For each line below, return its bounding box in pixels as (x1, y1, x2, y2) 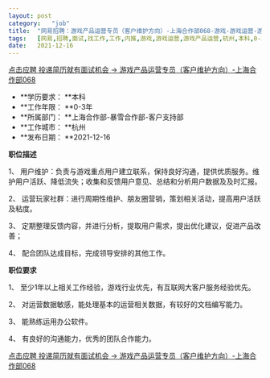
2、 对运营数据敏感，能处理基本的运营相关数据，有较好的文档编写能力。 (8, 300, 247, 309)
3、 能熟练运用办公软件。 (8, 317, 92, 326)
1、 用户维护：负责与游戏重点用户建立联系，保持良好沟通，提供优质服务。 (8, 167, 253, 177)
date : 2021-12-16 (8, 42, 74, 50)
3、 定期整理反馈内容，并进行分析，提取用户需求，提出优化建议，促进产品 (8, 221, 255, 231)
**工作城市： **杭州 (19, 123, 86, 132)
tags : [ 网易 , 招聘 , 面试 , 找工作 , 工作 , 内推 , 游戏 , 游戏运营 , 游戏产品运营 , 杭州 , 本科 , (8, 34, 255, 43)
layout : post (8, 11, 52, 20)
